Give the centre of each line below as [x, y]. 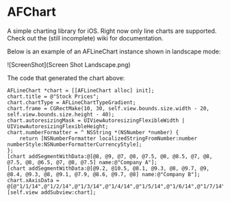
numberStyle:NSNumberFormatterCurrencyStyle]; [75, 144]
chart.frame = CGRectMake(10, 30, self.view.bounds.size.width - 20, [108, 108]
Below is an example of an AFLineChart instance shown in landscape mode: [114, 51]
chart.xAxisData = [33, 180]
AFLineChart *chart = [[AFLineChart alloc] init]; [81, 90]
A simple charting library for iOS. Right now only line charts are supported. [112, 31]
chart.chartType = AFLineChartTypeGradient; [72, 102]
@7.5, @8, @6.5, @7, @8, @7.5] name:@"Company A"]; [82, 162]
